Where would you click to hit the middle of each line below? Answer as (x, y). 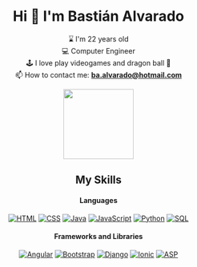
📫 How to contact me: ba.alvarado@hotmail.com (98, 74)
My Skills (98, 180)
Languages (98, 200)
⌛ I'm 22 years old (98, 38)
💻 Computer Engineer (98, 50)
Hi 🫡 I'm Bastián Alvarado (98, 16)
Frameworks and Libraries (98, 237)
